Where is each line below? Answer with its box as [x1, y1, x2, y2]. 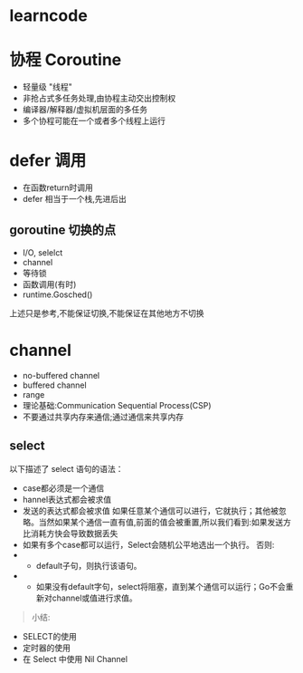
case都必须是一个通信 [22, 482, 105, 494]
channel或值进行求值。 [52, 592, 137, 603]
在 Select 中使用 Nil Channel [22, 653, 128, 664]
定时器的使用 [22, 642, 71, 653]
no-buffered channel [22, 370, 100, 380]
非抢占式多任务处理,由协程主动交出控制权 [22, 92, 176, 104]
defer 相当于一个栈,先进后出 [22, 194, 127, 205]
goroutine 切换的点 [9, 223, 117, 238]
